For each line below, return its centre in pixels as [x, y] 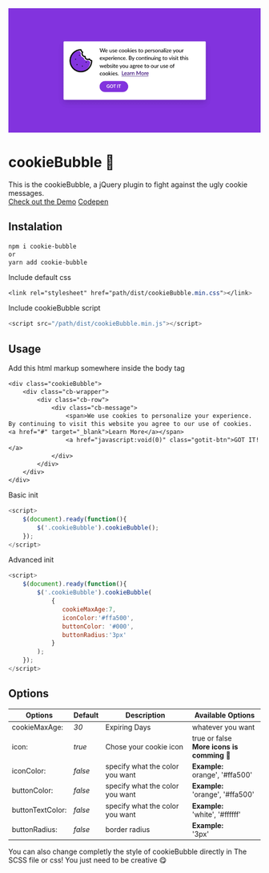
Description [145, 715]
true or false [212, 738]
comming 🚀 [211, 755]
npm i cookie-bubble [43, 246]
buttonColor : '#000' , [98, 626]
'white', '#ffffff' [217, 814]
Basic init [23, 495]
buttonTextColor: [39, 810]
